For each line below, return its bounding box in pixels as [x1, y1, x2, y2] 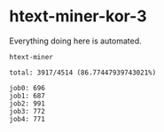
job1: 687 [9, 91, 46, 100]
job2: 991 [9, 99, 46, 108]
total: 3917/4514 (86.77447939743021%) [9, 68, 157, 77]
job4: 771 [9, 114, 46, 123]
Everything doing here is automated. [9, 35, 142, 46]
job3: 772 [9, 106, 46, 116]
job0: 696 [9, 83, 46, 92]
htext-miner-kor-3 [9, 6, 147, 27]
